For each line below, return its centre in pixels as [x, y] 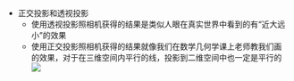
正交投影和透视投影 [53, 13]
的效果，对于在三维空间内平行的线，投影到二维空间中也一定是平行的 [156, 57]
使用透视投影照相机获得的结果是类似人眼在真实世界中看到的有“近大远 [158, 24]
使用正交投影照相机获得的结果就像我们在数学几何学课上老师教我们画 [156, 46]
